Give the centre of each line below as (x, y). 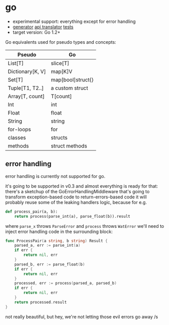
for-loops (20, 129)
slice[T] (60, 63)
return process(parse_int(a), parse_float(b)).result (72, 216)
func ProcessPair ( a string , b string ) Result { (57, 241)
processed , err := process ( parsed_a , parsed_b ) (65, 283)
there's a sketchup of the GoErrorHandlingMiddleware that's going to (77, 191)
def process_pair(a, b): (31, 212)
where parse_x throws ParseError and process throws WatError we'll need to (85, 226)
